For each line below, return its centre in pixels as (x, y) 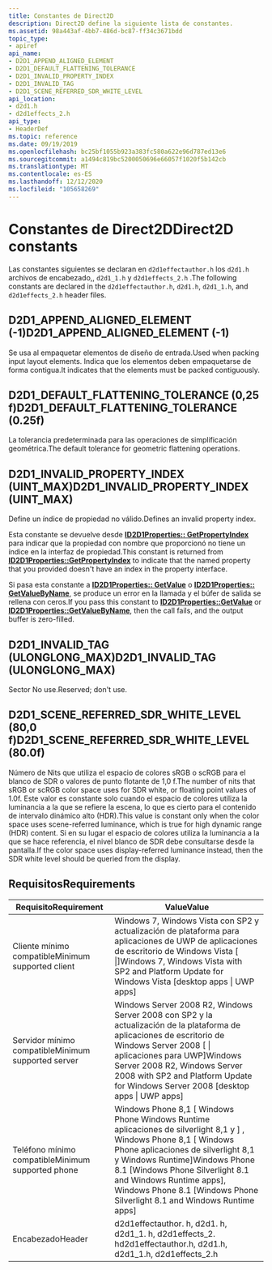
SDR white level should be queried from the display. (94, 858)
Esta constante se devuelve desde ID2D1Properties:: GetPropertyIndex (129, 535)
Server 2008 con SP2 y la (164, 1015)
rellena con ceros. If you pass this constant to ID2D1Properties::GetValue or (135, 602)
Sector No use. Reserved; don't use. (68, 689)
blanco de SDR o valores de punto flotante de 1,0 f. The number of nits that (132, 781)
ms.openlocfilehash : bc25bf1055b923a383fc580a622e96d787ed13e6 (117, 152)
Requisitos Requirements (72, 884)
